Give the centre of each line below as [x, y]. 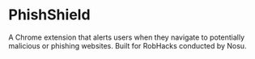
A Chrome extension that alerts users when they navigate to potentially [127, 37]
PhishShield [49, 15]
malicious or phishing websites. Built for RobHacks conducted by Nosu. [127, 45]
